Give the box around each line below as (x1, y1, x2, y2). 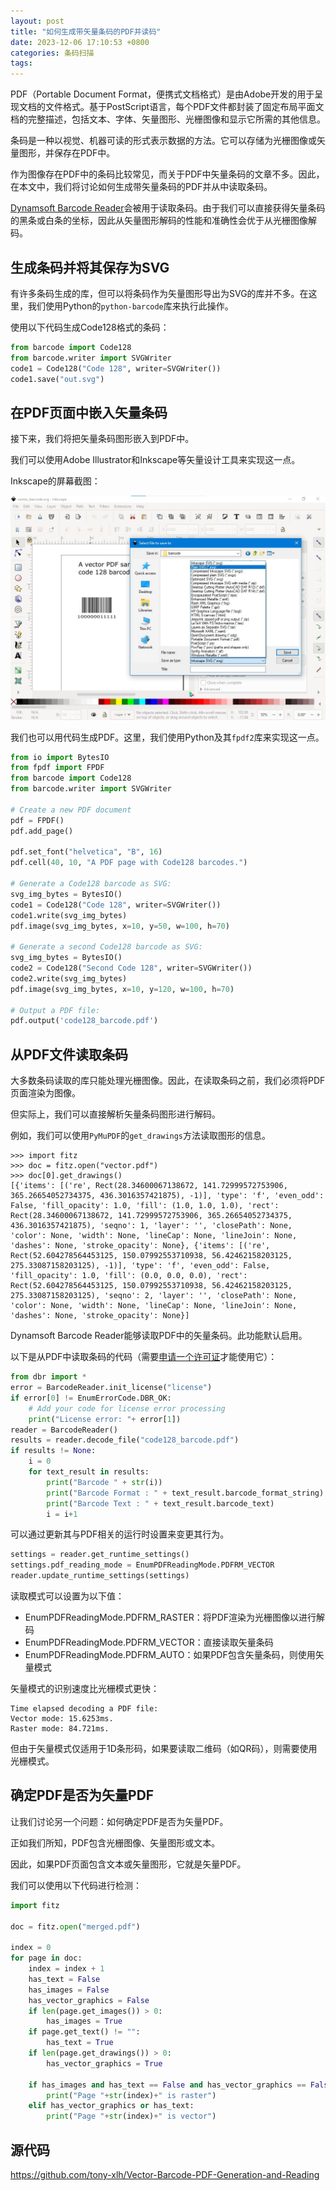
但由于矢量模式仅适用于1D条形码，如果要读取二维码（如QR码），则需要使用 (10, 1743, 318, 1754)
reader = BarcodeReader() (10, 1425, 118, 1435)
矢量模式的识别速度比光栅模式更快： (10, 1683, 160, 1694)
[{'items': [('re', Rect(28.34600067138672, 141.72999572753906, (10, 1181, 288, 1191)
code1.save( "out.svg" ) (10, 374, 105, 384)
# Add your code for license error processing (28, 1403, 226, 1414)
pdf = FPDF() (10, 815, 65, 825)
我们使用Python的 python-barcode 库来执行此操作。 (27, 300, 234, 312)
